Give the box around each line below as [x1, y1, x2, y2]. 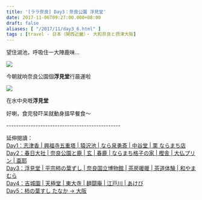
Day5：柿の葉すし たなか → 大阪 [6, 187, 87, 195]
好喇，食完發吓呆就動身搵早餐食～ [6, 110, 91, 117]
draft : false [6, 20, 39, 26]
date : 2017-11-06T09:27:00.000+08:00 [6, 15, 101, 21]
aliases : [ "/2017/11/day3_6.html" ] [6, 25, 101, 32]
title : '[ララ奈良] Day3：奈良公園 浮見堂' [6, 8, 107, 15]
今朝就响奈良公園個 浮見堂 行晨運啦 [6, 73, 91, 80]
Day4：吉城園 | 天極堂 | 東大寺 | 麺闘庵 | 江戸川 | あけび [6, 179, 144, 187]
